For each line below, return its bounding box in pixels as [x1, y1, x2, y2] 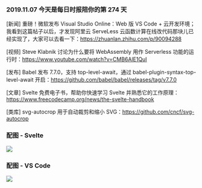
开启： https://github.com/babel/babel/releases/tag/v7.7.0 [34, 76, 177, 83]
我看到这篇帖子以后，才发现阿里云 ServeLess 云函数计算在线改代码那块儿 [6, 28, 189, 35]
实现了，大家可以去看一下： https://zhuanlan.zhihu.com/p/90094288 [11, 35, 182, 43]
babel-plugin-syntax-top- [132, 68, 197, 76]
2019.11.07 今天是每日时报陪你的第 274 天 [6, 5, 127, 13]
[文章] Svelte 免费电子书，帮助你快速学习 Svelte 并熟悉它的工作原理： [6, 89, 179, 96]
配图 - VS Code [6, 161, 51, 170]
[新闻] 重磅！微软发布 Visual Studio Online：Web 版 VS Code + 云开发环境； [6, 20, 196, 28]
